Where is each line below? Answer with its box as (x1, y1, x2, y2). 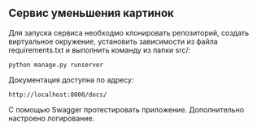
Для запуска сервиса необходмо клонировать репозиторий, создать (8, 27, 250, 37)
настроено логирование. (8, 113, 95, 123)
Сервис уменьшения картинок (8, 6, 174, 20)
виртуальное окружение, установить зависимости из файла (8, 36, 218, 46)
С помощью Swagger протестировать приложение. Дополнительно (8, 104, 245, 114)
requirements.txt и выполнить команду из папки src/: (8, 44, 191, 55)
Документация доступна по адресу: (8, 74, 134, 84)
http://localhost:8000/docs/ (8, 91, 107, 99)
